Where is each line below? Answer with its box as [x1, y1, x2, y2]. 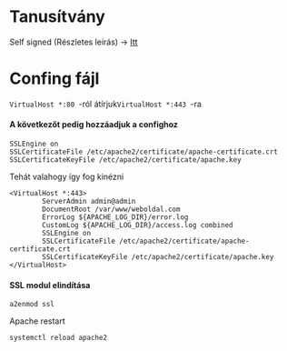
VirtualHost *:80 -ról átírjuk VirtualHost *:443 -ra [9, 98, 203, 109]
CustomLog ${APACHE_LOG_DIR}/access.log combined [42, 221, 233, 230]
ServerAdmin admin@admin [42, 197, 136, 206]
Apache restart [9, 316, 65, 326]
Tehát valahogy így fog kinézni [9, 171, 124, 183]
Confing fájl [9, 68, 100, 89]
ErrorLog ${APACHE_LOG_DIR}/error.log [42, 213, 189, 222]
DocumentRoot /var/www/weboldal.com [42, 205, 181, 215]
